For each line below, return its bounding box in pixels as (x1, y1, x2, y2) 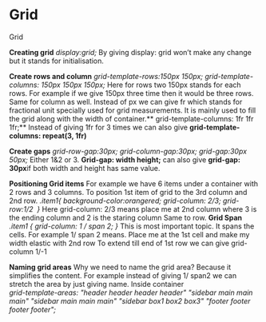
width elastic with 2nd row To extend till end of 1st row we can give (9, 238, 230, 248)
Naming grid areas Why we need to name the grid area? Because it (9, 262, 232, 272)
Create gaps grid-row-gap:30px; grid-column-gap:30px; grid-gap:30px (9, 146, 247, 156)
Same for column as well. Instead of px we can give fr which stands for (9, 97, 243, 106)
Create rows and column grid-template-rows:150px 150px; (9, 71, 203, 81)
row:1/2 (9, 204, 34, 213)
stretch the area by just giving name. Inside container (9, 279, 185, 288)
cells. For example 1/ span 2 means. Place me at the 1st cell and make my (9, 229, 250, 239)
